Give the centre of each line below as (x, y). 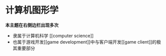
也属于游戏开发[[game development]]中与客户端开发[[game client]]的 (85, 42)
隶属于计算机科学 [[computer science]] (53, 35)
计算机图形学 (32, 10)
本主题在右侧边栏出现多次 (32, 25)
